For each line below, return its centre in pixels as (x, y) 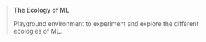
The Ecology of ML (41, 10)
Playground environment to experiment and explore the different (106, 23)
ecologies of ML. (37, 31)
